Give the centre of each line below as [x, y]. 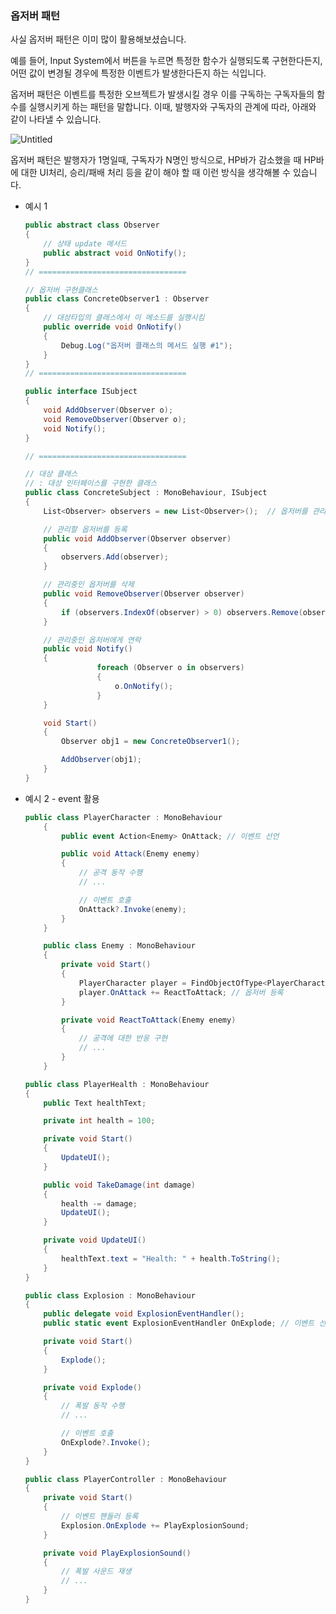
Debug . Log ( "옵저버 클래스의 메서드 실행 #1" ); [147, 345]
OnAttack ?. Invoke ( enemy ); [132, 909]
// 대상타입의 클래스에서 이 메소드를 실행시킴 [124, 318]
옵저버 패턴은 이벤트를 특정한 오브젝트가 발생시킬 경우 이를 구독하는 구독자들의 [162, 94]
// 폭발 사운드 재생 [96, 1572]
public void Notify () [88, 649]
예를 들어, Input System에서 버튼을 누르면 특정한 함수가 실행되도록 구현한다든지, [166, 61]
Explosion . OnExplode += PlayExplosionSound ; [155, 1525]
